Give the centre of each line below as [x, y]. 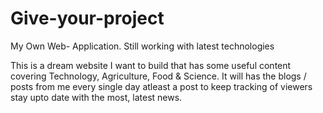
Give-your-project [87, 18]
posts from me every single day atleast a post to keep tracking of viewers [161, 86]
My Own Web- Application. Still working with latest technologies [142, 46]
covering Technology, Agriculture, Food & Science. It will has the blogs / [158, 76]
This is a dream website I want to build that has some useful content [151, 65]
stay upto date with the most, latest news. [96, 97]
